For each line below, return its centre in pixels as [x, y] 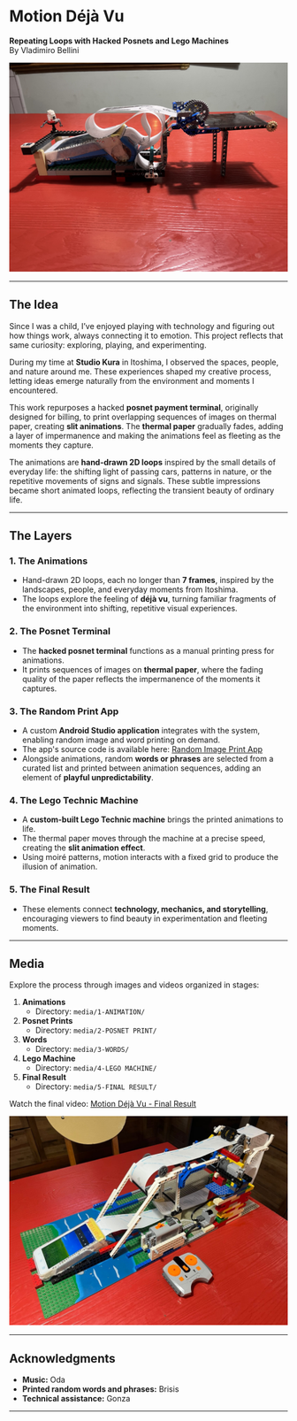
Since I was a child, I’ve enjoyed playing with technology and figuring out [142, 326]
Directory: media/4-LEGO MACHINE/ [96, 1068]
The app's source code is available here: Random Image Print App [142, 749]
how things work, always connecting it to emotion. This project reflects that [146, 335]
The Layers [41, 536]
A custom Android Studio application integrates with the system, [141, 731]
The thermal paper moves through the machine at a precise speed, [144, 839]
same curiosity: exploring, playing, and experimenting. [108, 345]
